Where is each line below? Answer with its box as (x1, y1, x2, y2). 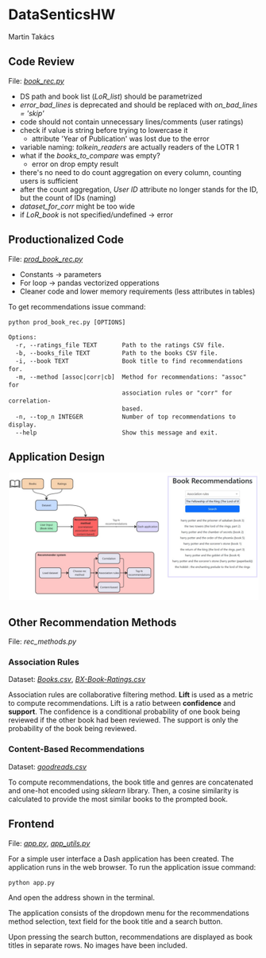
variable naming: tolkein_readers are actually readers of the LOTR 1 (19, 142, 240, 152)
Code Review (8, 55, 75, 68)
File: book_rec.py (8, 76, 65, 85)
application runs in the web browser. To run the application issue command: (8, 862, 256, 872)
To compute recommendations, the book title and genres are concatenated (8, 777, 254, 787)
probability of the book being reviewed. (8, 724, 137, 734)
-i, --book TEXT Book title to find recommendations (15, 356, 244, 365)
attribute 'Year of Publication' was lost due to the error (31, 134, 210, 143)
